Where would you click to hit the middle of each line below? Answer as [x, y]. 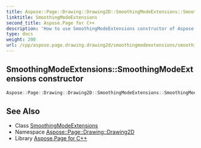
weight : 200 [21, 40]
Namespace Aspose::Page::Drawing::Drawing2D [74, 132]
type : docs [20, 34]
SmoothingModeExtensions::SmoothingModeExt [100, 70]
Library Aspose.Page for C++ [51, 138]
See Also [23, 111]
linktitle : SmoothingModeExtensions [52, 17]
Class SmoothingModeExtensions [56, 126]
